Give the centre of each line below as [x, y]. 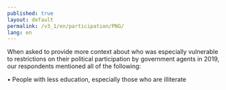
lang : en [20, 32]
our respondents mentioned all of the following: [74, 66]
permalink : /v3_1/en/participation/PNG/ [66, 26]
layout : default [30, 20]
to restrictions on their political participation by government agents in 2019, [113, 59]
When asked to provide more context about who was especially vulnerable [113, 52]
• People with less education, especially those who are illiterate [97, 80]
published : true [30, 13]
